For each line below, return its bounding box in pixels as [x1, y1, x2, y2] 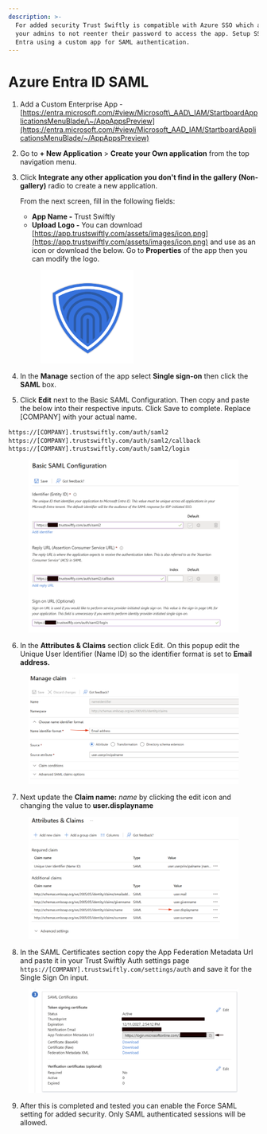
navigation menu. [19, 157, 77, 167]
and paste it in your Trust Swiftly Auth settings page [19, 955, 190, 965]
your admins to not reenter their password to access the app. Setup [15, 29, 250, 37]
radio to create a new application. [48, 181, 158, 191]
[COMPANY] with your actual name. [19, 412, 137, 421]
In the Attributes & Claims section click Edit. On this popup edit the [19, 641, 240, 650]
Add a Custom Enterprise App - [19, 99, 123, 109]
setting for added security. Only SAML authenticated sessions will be [19, 1109, 246, 1119]
